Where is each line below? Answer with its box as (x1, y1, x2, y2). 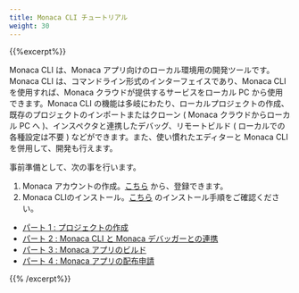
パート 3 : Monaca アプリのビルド (21, 244, 147, 255)
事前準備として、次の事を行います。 (9, 162, 141, 172)
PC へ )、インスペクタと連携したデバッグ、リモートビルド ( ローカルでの (19, 120, 286, 130)
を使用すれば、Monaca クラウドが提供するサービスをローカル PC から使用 (9, 87, 284, 97)
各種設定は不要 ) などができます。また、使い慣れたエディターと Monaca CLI (9, 131, 288, 142)
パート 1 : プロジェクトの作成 (21, 222, 129, 232)
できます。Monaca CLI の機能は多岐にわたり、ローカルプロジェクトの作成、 (9, 97, 289, 108)
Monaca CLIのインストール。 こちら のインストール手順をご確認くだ (21, 191, 272, 202)
